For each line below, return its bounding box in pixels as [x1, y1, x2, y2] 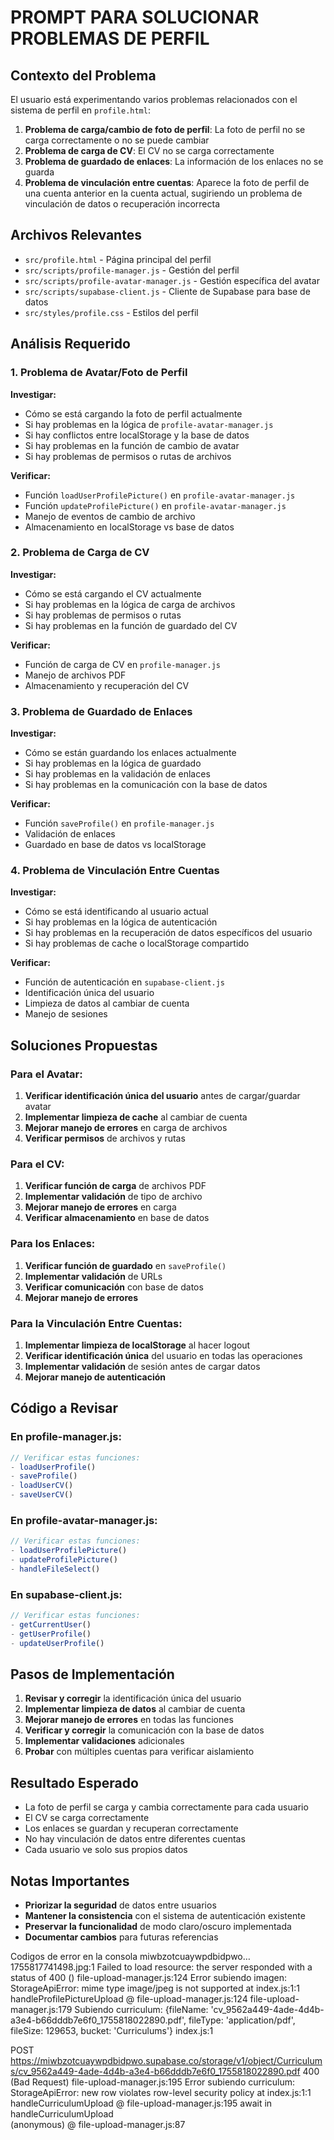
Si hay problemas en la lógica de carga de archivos [24, 598, 236, 610]
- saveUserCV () [10, 1490, 74, 1500]
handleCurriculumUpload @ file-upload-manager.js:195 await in [10, 2097, 273, 2110]
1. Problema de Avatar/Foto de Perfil [10, 366, 188, 380]
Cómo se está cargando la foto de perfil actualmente [24, 407, 243, 420]
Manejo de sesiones [24, 1008, 108, 1020]
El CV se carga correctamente [24, 1812, 150, 1824]
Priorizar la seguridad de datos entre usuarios [24, 1899, 217, 1911]
